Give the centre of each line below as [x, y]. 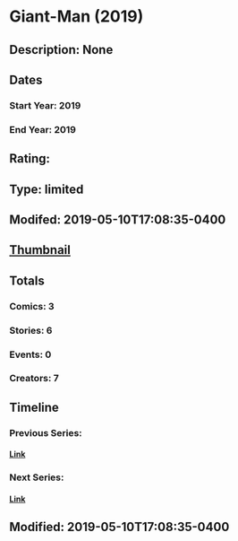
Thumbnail [40, 250]
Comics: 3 [32, 306]
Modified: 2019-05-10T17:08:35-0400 [119, 527]
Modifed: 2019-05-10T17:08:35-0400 [118, 219]
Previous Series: [46, 432]
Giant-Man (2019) [76, 17]
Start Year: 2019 [45, 105]
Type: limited [47, 189]
